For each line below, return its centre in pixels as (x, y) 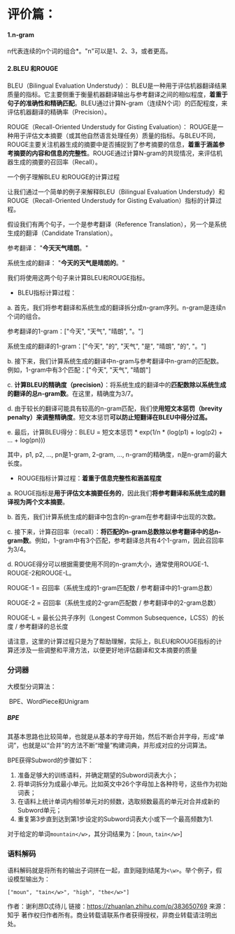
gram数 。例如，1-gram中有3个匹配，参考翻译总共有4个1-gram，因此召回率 (116, 540)
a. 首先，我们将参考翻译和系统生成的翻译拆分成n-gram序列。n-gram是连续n (116, 307)
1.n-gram (21, 34)
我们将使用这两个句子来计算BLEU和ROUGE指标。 (78, 277)
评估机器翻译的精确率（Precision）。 (59, 112)
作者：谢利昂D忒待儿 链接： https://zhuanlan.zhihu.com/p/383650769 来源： (117, 907)
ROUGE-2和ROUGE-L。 (41, 573)
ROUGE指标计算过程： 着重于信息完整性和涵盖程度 (90, 478)
